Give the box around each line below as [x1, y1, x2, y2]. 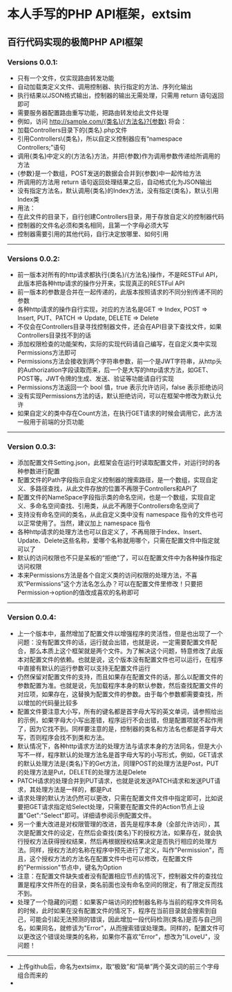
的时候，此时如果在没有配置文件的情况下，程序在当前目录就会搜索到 [17, 906, 211, 914]
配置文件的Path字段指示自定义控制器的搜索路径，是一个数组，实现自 [17, 476, 212, 484]
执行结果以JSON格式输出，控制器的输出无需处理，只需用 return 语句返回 [17, 91, 224, 99]
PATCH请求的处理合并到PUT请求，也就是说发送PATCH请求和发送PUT [17, 777, 215, 785]
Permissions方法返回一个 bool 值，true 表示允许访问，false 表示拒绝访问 [17, 383, 224, 391]
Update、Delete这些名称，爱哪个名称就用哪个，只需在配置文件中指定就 [17, 536, 220, 544]
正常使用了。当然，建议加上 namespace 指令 [23, 519, 151, 527]
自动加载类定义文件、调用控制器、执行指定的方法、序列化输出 [17, 82, 193, 91]
